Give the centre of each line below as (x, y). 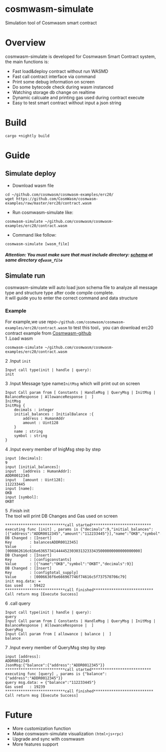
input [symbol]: (22, 497)
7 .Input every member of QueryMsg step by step (55, 647)
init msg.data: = (23, 581)
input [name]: (20, 488)
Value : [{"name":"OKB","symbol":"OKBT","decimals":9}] (69, 564)
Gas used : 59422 (25, 585)
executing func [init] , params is (42, 529)
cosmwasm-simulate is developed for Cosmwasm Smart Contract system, (81, 56)
